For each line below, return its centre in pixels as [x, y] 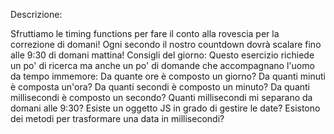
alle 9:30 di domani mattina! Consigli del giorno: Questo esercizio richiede [162, 55]
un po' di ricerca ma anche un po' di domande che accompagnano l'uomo [162, 65]
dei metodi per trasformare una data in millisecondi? [117, 118]
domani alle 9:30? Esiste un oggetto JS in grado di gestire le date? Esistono [165, 108]
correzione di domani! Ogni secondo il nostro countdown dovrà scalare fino [166, 44]
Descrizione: [36, 14]
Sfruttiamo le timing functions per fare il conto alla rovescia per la [145, 33]
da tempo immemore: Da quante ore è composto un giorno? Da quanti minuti [168, 76]
